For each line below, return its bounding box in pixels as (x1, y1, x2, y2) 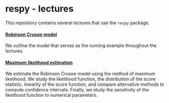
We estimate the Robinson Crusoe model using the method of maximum (5, 71, 156, 77)
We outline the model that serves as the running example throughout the (5, 42, 157, 48)
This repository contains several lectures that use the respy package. (5, 20, 150, 26)
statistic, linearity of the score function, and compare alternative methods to (5, 81, 164, 87)
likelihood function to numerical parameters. (5, 92, 98, 98)
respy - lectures (5, 3, 74, 15)
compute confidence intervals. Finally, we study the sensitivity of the (5, 87, 149, 93)
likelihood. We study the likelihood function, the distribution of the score (5, 76, 156, 82)
